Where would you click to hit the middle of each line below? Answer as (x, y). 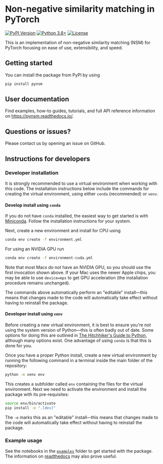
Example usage (24, 440)
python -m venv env (25, 375)
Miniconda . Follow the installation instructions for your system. (68, 221)
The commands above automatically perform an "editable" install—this (76, 292)
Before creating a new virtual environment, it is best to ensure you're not (78, 325)
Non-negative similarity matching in (80, 9)
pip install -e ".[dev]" (30, 408)
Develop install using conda (33, 205)
